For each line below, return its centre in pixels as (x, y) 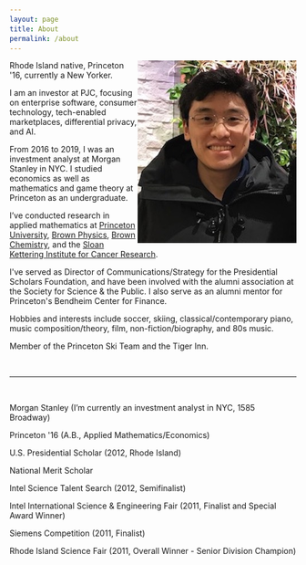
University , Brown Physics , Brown (73, 235)
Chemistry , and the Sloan (57, 245)
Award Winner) (37, 516)
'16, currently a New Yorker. (61, 75)
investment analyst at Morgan (65, 159)
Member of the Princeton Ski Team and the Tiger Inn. (109, 346)
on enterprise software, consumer (73, 103)
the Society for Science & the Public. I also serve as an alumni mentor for (146, 291)
